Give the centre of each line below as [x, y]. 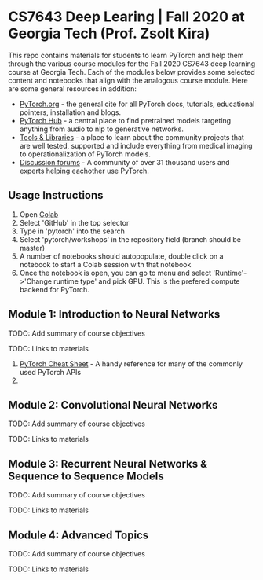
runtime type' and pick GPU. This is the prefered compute [147, 281]
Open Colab [39, 214]
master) [32, 248]
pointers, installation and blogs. [70, 112]
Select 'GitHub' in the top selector [74, 222]
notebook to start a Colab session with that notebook [105, 264]
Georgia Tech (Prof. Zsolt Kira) [109, 33]
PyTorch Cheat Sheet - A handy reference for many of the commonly [131, 363]
